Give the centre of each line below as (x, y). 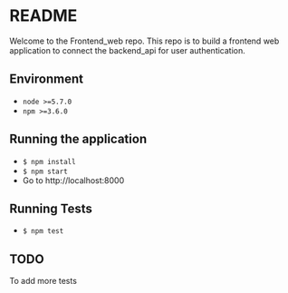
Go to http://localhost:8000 (73, 180)
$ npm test (43, 231)
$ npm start (45, 171)
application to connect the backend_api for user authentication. (128, 50)
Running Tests (51, 208)
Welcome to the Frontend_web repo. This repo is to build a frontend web (144, 41)
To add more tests (43, 281)
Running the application (78, 139)
